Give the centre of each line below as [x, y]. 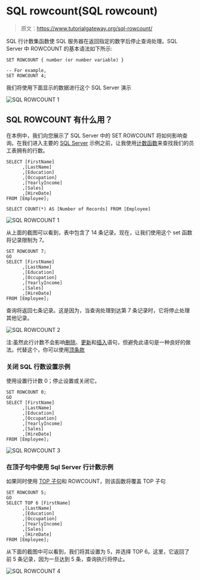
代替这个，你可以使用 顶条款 [50, 349]
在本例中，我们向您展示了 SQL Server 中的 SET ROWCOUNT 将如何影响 [94, 135]
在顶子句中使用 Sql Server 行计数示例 [60, 467]
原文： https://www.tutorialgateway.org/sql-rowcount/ [87, 28]
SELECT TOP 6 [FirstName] [38, 503]
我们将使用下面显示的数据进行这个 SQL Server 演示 [69, 87]
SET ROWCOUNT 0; [26, 392]
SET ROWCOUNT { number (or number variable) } [65, 60]
